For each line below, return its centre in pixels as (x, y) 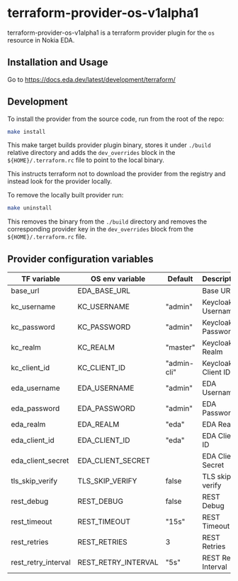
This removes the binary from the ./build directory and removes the (107, 222)
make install (27, 132)
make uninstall (30, 208)
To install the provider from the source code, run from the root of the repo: (116, 119)
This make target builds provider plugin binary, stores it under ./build (109, 145)
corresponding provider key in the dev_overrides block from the (100, 229)
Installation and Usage (58, 63)
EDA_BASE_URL (104, 291)
